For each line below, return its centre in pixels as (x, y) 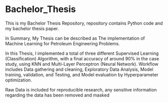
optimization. (19, 80)
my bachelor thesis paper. (32, 28)
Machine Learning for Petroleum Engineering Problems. (63, 43)
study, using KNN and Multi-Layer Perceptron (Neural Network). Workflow (82, 64)
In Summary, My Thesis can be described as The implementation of (75, 38)
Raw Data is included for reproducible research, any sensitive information (81, 89)
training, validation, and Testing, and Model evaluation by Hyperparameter (82, 74)
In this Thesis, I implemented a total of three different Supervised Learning (82, 53)
